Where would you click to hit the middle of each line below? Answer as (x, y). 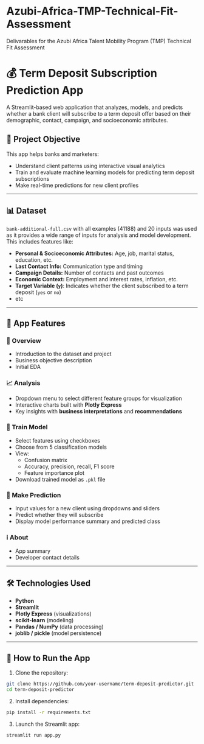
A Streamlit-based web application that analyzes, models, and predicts (95, 107)
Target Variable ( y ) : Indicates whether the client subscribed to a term (102, 286)
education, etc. (34, 259)
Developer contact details (47, 558)
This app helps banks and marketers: (53, 154)
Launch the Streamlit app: (47, 724)
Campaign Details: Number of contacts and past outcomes (89, 273)
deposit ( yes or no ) (38, 292)
